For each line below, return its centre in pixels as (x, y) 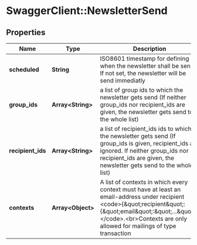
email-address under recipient (142, 197)
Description (150, 49)
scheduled (24, 70)
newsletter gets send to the (137, 165)
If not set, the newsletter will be (143, 73)
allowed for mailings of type (138, 226)
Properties (26, 32)
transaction (116, 233)
